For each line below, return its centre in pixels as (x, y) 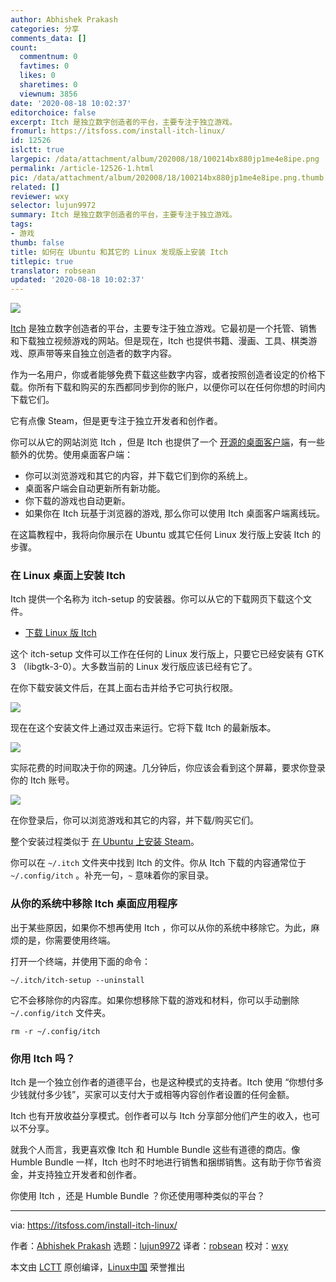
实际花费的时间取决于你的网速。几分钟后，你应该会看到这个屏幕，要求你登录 (168, 768)
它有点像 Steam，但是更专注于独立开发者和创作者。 (116, 421)
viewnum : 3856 (48, 94)
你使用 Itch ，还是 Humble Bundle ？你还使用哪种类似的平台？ (138, 1196)
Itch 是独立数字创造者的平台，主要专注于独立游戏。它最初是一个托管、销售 (164, 328)
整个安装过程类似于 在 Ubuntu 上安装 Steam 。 (105, 842)
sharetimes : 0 (48, 85)
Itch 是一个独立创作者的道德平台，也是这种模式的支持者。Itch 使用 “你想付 (163, 1082)
